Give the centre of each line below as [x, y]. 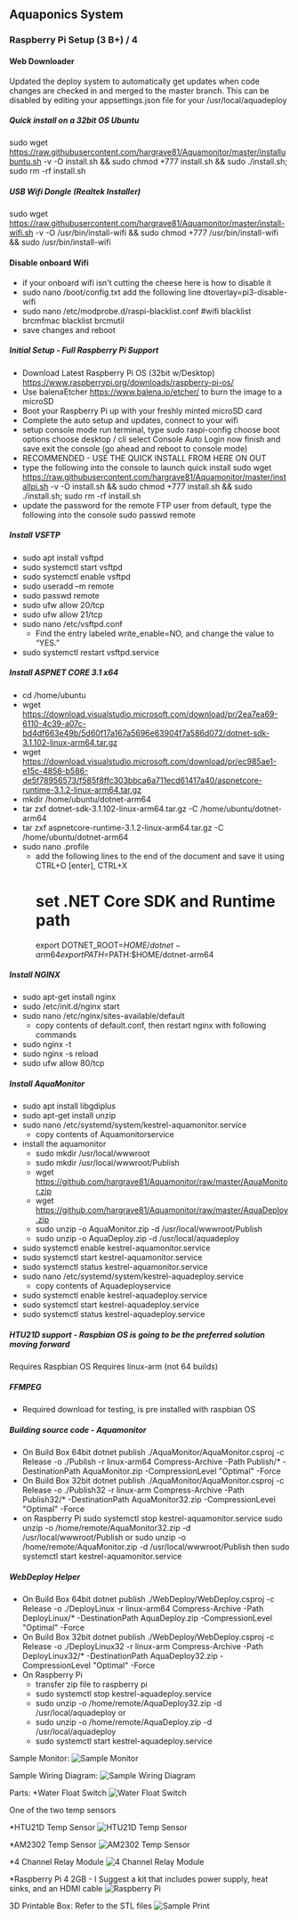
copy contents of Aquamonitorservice [105, 1135]
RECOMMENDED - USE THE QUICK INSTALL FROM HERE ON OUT [144, 458]
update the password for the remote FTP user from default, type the [147, 505]
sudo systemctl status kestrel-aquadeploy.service [113, 1314]
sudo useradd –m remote [68, 586]
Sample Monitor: [40, 1759]
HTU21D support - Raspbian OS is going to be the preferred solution [137, 1335]
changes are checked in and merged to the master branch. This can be [139, 90]
